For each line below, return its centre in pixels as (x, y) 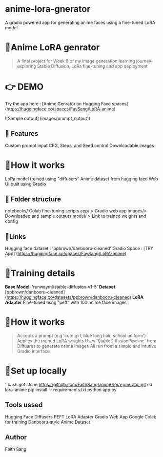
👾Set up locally (36, 371)
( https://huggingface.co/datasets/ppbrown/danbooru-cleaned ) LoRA (74, 297)
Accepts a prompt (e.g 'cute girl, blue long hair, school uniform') (81, 336)
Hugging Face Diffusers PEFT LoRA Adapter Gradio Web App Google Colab (81, 416)
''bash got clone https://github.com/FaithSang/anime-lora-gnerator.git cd (79, 384)
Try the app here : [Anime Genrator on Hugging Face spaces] (67, 104)
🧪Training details (40, 273)
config (11, 221)
